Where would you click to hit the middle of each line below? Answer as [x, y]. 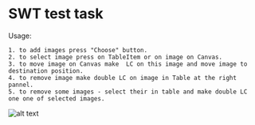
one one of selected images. [57, 98]
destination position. [46, 71]
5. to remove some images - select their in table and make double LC [128, 92]
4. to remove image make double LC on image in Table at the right [123, 78]
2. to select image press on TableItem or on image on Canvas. [116, 57]
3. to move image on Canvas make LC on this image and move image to [128, 64]
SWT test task [56, 14]
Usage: [20, 36]
